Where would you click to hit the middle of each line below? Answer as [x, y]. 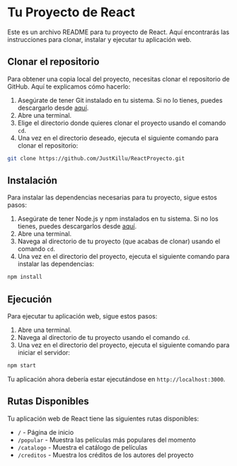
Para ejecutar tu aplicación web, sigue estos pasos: [82, 316]
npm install [25, 277]
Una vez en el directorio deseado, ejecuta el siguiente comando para [118, 138]
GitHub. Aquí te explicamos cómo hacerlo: [69, 87]
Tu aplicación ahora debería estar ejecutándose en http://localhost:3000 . [116, 379]
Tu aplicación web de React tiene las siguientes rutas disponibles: [103, 418]
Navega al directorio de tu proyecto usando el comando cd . [104, 338]
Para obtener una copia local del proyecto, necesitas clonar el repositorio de [118, 79]
